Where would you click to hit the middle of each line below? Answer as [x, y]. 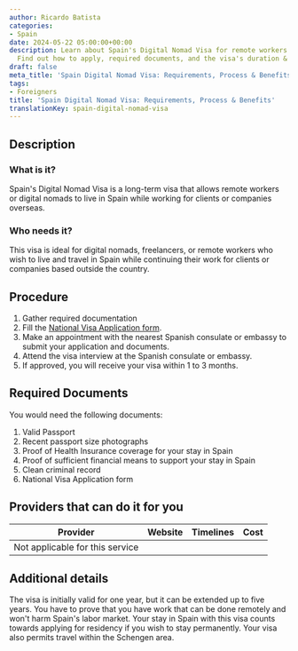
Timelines [213, 532]
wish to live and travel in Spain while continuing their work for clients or [140, 259]
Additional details [59, 579]
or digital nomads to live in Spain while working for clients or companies [141, 198]
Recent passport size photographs [85, 441]
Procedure [39, 297]
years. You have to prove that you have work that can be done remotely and [148, 609]
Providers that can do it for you [96, 507]
